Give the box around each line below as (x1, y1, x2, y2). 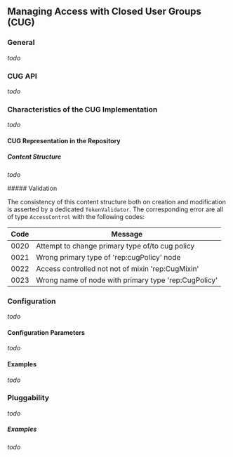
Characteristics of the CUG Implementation (7, 105, 158, 114)
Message (111, 229, 143, 239)
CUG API (7, 71, 37, 81)
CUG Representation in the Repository (7, 136, 121, 145)
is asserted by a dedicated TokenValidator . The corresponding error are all (7, 205, 223, 213)
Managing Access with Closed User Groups (7, 6, 202, 18)
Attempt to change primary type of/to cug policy (36, 241, 195, 251)
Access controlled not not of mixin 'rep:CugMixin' (36, 263, 199, 273)
